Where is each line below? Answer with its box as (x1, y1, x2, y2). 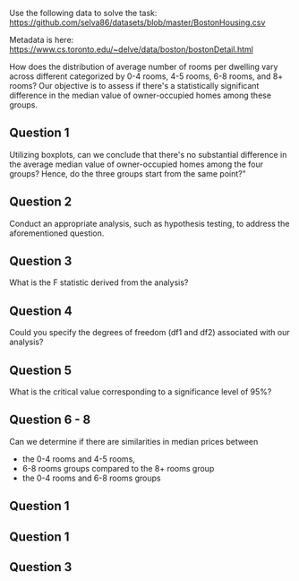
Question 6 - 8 (9, 412, 91, 428)
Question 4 (9, 303, 73, 318)
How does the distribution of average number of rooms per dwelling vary (9, 62, 278, 72)
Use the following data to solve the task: (9, 8, 158, 18)
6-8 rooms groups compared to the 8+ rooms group (21, 463, 215, 473)
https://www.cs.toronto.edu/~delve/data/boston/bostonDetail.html (9, 44, 253, 55)
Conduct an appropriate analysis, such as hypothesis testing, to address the (9, 218, 290, 229)
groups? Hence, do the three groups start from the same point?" (9, 168, 246, 178)
